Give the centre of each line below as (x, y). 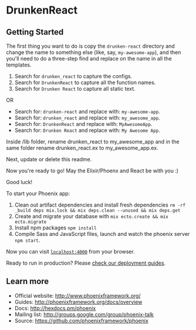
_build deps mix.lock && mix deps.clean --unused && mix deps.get (97, 211)
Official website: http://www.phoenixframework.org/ (77, 295)
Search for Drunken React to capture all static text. (75, 89)
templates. (19, 65)
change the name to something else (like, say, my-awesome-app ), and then (94, 52)
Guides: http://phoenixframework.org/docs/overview (78, 302)
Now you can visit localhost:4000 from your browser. (70, 251)
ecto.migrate (31, 222)
